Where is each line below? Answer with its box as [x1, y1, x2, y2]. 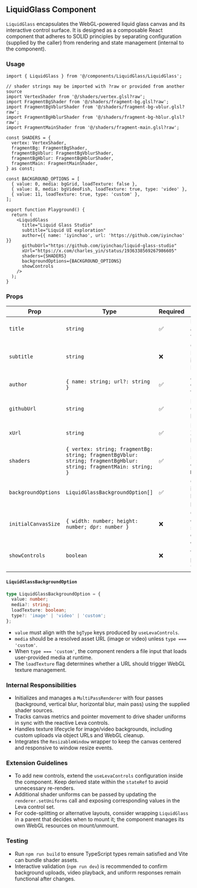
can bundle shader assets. [14, 856, 79, 863]
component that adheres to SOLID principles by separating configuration [6, 32, 182, 40]
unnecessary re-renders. [14, 785, 75, 792]
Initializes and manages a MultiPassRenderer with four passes [14, 694, 164, 701]
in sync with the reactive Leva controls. [14, 719, 110, 726]
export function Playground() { [6, 207, 85, 213]
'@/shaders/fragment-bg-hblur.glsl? [95, 115, 185, 120]
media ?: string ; [11, 602, 51, 608]
